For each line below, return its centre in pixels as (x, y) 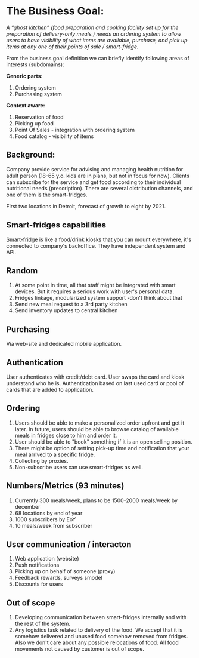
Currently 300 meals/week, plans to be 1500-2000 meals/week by (96, 500)
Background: (31, 155)
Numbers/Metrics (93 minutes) (65, 486)
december (27, 506)
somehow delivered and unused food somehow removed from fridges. (101, 637)
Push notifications (37, 565)
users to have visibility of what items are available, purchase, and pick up (97, 40)
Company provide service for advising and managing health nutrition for (95, 169)
